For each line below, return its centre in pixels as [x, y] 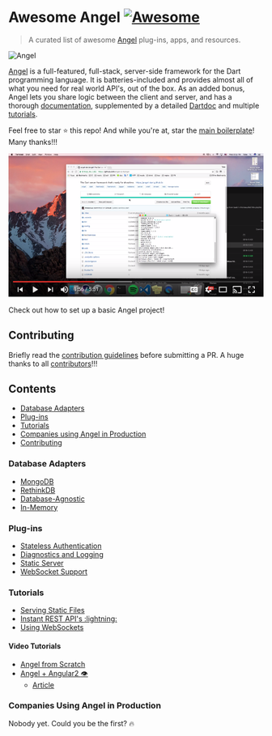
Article [43, 685]
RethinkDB [38, 490]
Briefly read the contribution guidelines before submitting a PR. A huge [126, 355]
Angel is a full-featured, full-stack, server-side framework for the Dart [125, 71]
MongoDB [37, 481]
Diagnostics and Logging [62, 554]
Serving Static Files [52, 610]
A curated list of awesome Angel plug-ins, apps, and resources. [134, 40]
